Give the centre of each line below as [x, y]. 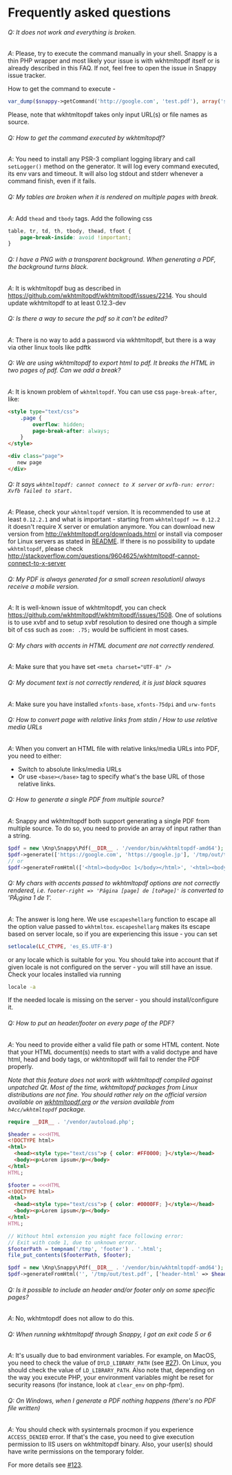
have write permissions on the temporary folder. [76, 1451]
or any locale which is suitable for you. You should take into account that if [113, 959]
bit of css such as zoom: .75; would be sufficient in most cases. [98, 630]
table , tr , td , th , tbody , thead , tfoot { [70, 231]
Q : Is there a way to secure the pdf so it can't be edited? [88, 319]
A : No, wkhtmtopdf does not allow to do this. [71, 1318]
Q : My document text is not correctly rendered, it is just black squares [107, 682]
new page [29, 463]
